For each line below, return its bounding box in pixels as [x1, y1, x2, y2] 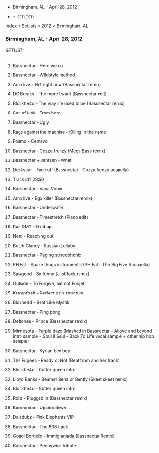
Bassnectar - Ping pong [12, 309, 60, 315]
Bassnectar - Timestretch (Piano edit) [12, 214, 88, 220]
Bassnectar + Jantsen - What [12, 158, 72, 163]
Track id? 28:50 [12, 176, 44, 182]
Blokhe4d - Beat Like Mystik [12, 299, 70, 305]
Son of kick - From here [12, 110, 60, 116]
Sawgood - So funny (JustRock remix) [12, 271, 90, 277]
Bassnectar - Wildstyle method [12, 72, 75, 78]
